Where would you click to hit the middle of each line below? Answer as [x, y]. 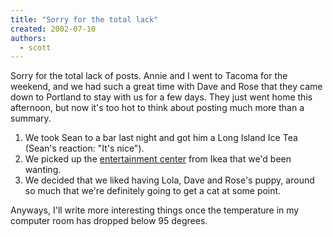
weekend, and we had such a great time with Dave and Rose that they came [166, 87]
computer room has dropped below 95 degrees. [109, 221]
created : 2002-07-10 [53, 29]
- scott [35, 47]
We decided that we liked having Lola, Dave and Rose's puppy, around [169, 180]
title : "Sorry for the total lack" [84, 19]
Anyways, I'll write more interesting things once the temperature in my [155, 210]
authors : [28, 38]
